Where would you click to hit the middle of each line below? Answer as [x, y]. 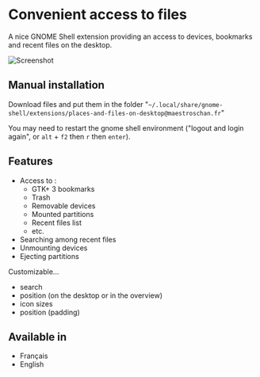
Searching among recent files [68, 239]
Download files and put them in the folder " [78, 104]
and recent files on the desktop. [60, 44]
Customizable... [34, 272]
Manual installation [57, 85]
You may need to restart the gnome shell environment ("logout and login [126, 128]
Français [34, 356]
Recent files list [56, 223]
